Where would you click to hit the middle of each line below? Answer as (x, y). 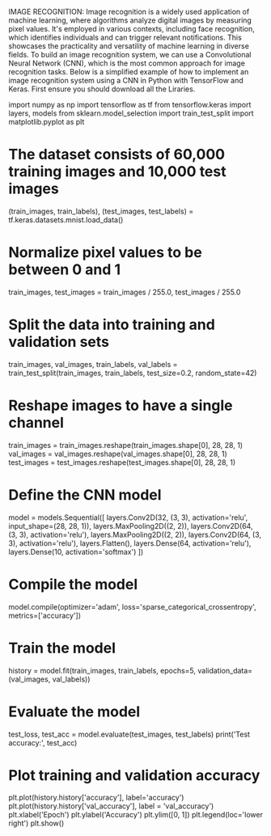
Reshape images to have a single (121, 405)
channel (36, 423)
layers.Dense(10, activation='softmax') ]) (76, 551)
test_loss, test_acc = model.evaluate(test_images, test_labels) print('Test (129, 734)
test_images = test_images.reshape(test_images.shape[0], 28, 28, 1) (122, 462)
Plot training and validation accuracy (134, 775)
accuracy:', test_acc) (43, 742)
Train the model (62, 648)
